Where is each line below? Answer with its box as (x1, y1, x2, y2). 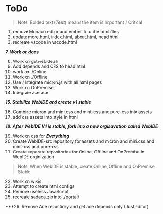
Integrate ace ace (12, 90, 49, 95)
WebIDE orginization (12, 153, 54, 160)
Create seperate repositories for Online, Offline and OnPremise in (12, 149, 145, 154)
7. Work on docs (5, 49, 39, 55)
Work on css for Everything (12, 133, 69, 139)
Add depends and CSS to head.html (12, 63, 85, 69)
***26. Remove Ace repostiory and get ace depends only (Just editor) (5, 203, 149, 209)
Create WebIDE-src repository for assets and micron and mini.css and (12, 138, 155, 144)
